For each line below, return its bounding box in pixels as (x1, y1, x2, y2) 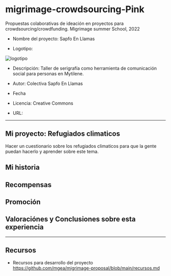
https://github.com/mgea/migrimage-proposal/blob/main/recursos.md (12, 265, 160, 271)
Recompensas (5, 180, 52, 189)
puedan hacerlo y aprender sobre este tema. (5, 148, 99, 155)
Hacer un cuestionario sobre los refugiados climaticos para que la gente (5, 143, 157, 149)
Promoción (5, 197, 41, 206)
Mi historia (5, 163, 40, 172)
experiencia (5, 223, 44, 232)
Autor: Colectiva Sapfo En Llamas (12, 80, 83, 86)
